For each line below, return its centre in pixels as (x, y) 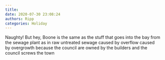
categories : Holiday (26, 23)
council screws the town (30, 53)
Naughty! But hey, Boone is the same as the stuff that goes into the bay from (83, 37)
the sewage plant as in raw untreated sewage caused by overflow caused (80, 43)
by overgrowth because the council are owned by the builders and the (76, 48)
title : (12, 10)
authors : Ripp (20, 19)
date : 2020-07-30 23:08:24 (33, 14)
